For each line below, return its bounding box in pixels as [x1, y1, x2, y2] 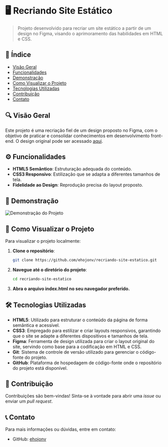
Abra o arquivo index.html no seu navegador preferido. [12, 286, 130, 292]
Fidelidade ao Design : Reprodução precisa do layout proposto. [12, 182, 143, 188]
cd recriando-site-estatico [12, 276, 71, 282]
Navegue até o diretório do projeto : [12, 266, 87, 272]
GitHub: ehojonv [12, 436, 47, 442]
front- [150, 133, 163, 139]
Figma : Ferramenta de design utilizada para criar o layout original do [12, 338, 155, 344]
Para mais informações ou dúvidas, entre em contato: [5, 426, 117, 432]
